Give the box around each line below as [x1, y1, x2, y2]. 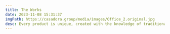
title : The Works [5, 7, 42, 12]
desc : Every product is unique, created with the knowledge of [5, 21, 142, 26]
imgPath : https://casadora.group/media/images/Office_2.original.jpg [5, 16, 155, 21]
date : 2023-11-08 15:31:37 [5, 12, 62, 17]
